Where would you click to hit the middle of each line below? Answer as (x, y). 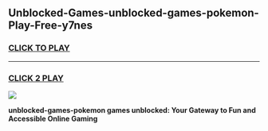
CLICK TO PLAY (39, 48)
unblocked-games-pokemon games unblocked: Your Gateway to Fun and (132, 110)
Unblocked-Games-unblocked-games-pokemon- (134, 13)
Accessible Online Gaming (53, 118)
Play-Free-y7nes (51, 26)
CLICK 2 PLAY (36, 78)
